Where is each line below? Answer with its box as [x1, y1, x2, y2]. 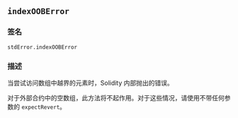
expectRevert [21, 103, 60, 111]
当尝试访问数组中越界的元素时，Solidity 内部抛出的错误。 [7, 78, 174, 87]
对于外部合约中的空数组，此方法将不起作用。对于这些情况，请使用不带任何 [7, 93, 225, 102]
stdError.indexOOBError [7, 43, 78, 51]
